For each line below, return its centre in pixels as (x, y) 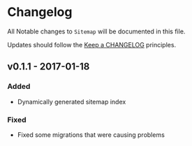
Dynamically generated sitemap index (72, 102)
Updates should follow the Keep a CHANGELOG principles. (92, 44)
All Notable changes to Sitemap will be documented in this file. (96, 31)
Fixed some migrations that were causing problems (91, 135)
